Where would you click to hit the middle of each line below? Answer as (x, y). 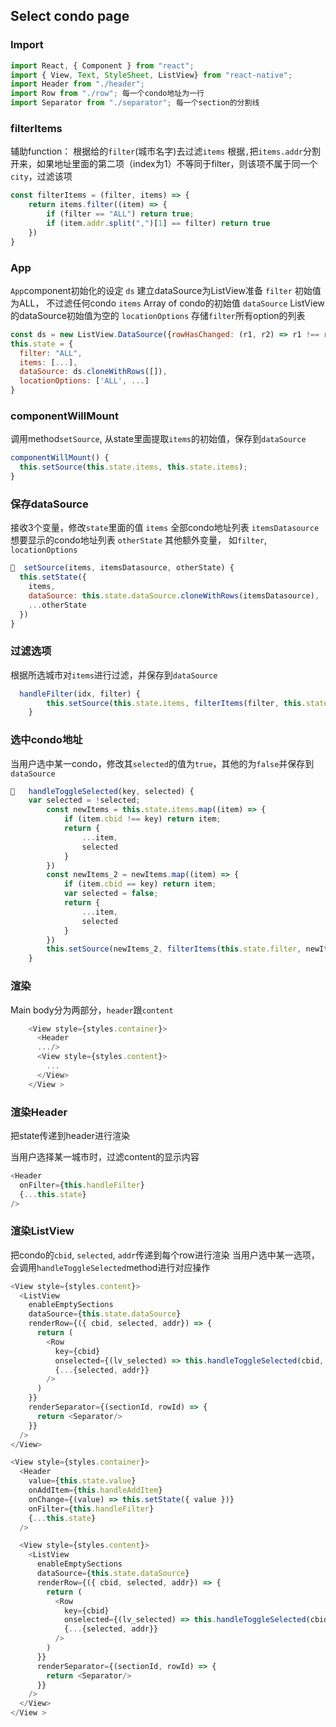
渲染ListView (42, 1231)
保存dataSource (49, 504)
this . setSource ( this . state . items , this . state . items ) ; (133, 467)
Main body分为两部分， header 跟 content (92, 1010)
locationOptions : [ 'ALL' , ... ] (84, 381)
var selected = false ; (111, 894)
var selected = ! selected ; (84, 800)
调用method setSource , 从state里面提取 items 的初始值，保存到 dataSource (158, 439)
